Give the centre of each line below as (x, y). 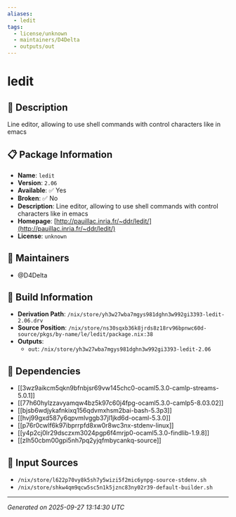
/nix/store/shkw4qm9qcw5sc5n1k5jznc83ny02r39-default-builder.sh (115, 488)
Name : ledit (36, 175)
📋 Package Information (60, 155)
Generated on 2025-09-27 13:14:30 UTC (66, 507)
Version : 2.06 (37, 182)
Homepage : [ (37, 221)
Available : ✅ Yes (42, 190)
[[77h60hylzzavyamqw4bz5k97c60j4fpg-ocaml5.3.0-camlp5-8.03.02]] (120, 403)
